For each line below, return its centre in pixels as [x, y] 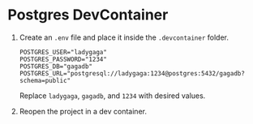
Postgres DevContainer [88, 15]
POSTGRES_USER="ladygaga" [63, 52]
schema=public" [45, 80]
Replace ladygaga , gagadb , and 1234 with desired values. [112, 96]
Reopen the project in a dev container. [83, 111]
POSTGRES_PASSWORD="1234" [63, 59]
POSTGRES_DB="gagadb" [56, 66]
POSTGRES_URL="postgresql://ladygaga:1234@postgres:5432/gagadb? [132, 73]
